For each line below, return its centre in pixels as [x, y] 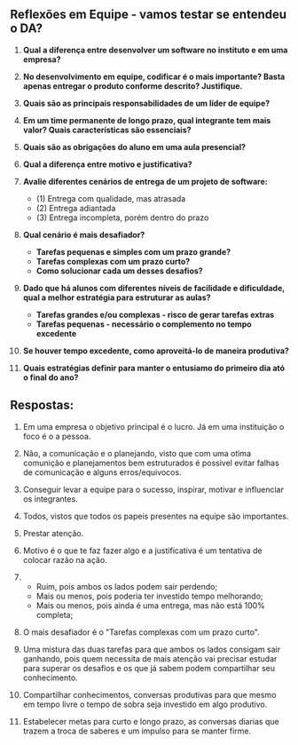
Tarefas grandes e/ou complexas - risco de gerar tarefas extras [155, 314]
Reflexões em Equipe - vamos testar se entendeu [149, 15]
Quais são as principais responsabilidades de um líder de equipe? [146, 103]
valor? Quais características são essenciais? [107, 130]
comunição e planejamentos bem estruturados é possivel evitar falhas [151, 463]
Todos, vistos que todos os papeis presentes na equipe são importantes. [156, 516]
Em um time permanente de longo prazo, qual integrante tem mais [147, 120]
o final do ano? [51, 377]
